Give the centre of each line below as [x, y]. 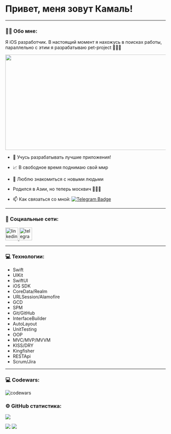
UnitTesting [25, 329]
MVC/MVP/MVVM [32, 340]
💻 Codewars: [22, 380]
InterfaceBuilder [30, 318]
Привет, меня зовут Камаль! [69, 9]
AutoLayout [25, 324]
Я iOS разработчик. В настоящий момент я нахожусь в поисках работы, [83, 42]
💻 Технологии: [25, 256]
